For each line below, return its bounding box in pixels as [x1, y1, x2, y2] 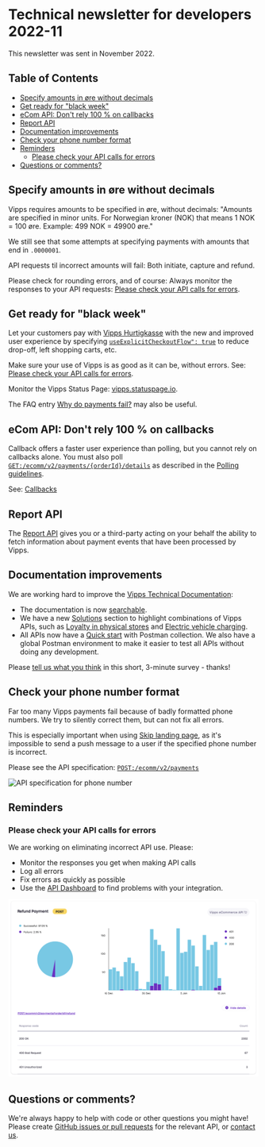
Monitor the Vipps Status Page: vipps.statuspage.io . [8, 384, 179, 394]
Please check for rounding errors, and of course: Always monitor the [8, 275, 232, 285]
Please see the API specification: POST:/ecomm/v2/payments [8, 762, 200, 772]
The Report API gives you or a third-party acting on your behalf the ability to [8, 529, 257, 537]
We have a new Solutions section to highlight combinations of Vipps [19, 613, 242, 622]
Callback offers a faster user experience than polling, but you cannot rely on [8, 444, 258, 453]
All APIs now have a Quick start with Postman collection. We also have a [19, 629, 255, 640]
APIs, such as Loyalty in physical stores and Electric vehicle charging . [19, 622, 248, 631]
